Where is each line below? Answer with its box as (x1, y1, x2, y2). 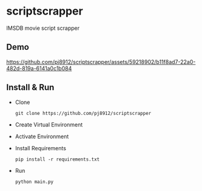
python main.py (15, 178, 54, 185)
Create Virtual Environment (15, 120, 83, 128)
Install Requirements (15, 144, 67, 151)
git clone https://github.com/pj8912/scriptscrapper (15, 110, 152, 116)
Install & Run (6, 82, 55, 92)
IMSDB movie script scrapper (6, 24, 80, 32)
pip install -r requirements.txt (15, 156, 100, 162)
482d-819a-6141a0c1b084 (6, 64, 72, 72)
